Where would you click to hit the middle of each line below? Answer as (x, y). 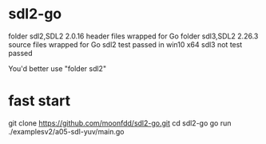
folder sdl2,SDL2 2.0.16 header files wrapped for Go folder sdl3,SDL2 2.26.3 (133, 36)
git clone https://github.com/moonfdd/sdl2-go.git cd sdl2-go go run (120, 123)
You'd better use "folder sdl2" (57, 68)
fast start (39, 101)
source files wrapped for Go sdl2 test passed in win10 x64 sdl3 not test (125, 44)
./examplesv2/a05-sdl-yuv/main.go (66, 131)
